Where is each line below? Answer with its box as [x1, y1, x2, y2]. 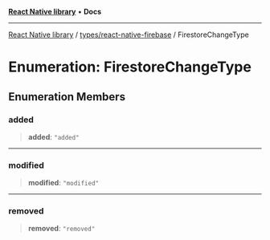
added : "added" [27, 132, 80, 141]
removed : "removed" [27, 224, 96, 234]
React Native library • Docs [8, 7, 102, 16]
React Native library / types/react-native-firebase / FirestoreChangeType [8, 30, 249, 39]
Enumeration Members [8, 90, 126, 104]
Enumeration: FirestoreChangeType [8, 58, 252, 76]
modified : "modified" [27, 178, 100, 188]
